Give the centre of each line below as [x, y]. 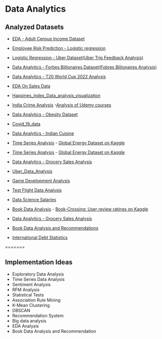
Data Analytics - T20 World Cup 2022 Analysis [59, 76]
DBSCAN [21, 310]
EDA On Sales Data [31, 86]
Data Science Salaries [34, 200]
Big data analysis [29, 320]
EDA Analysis [25, 326]
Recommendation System [38, 316]
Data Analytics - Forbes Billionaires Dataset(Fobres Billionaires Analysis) [84, 67]
